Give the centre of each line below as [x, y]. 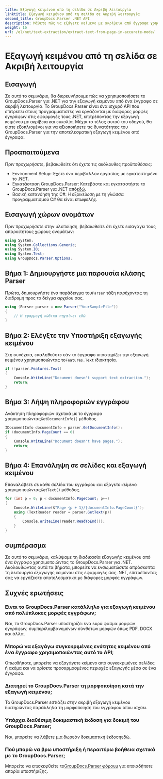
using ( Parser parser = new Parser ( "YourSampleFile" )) [62, 307]
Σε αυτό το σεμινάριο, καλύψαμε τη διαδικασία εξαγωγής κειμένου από [78, 557]
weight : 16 [16, 28]
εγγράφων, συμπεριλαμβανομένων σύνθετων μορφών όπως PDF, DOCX [79, 629]
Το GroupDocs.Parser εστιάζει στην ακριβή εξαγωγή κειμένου [68, 702]
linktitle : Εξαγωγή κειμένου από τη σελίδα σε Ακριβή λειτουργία [72, 14]
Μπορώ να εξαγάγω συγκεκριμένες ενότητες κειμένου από [78, 646]
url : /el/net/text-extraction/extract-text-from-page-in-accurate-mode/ [80, 32]
